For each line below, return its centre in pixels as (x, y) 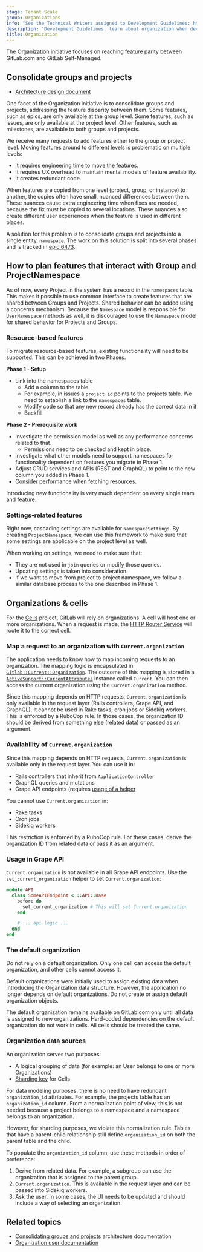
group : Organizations (34, 18)
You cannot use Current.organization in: (57, 800)
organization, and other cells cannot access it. (64, 970)
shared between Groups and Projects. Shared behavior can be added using (100, 303)
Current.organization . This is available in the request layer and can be (103, 1184)
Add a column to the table (56, 387)
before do (30, 901)
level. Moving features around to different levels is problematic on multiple (98, 147)
